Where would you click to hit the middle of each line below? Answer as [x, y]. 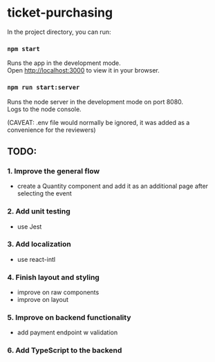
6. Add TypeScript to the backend [65, 350]
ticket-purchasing [60, 13]
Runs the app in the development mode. [64, 63]
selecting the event [45, 193]
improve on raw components [58, 292]
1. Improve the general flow [54, 171]
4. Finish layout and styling [54, 277]
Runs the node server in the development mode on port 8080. [95, 102]
